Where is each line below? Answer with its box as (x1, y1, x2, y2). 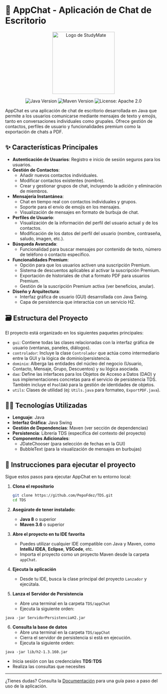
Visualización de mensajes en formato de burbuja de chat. (19, 209, 139, 215)
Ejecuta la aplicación (12, 566, 56, 572)
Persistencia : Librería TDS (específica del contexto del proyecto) (12, 430, 146, 436)
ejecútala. (19, 581, 40, 587)
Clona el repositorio (12, 483, 54, 489)
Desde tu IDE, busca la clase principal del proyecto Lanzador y (19, 576, 147, 582)
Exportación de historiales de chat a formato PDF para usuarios (19, 272, 150, 278)
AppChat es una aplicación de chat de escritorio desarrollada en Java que (5, 107, 157, 113)
